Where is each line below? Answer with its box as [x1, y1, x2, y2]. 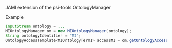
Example [5, 14, 24, 20]
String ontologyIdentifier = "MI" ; [5, 33, 81, 38]
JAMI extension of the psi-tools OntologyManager [5, 5, 111, 10]
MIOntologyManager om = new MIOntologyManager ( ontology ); [5, 28, 132, 33]
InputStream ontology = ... [5, 24, 66, 29]
